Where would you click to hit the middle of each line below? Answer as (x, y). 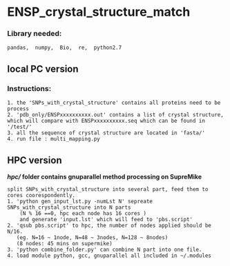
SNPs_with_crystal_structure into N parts (69, 207)
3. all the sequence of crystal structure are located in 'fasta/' (106, 133)
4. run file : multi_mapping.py (54, 139)
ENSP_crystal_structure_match (99, 12)
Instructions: (29, 88)
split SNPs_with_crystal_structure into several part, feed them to (108, 189)
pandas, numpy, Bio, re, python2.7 (65, 48)
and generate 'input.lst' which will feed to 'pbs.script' (106, 219)
